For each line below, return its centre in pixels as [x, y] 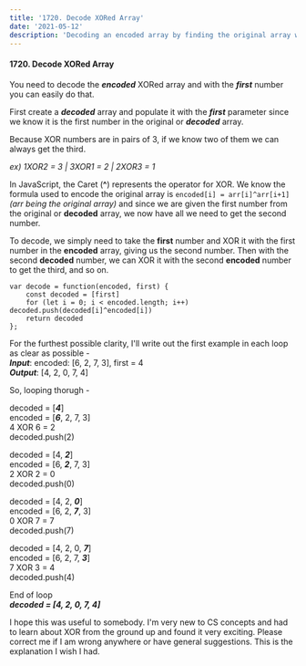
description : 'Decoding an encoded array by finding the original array [150, 35]
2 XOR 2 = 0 [32, 473]
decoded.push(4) [42, 577]
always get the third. [48, 149]
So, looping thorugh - [50, 390]
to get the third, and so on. [59, 269]
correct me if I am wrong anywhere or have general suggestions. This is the [151, 641]
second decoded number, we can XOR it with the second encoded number [150, 260]
